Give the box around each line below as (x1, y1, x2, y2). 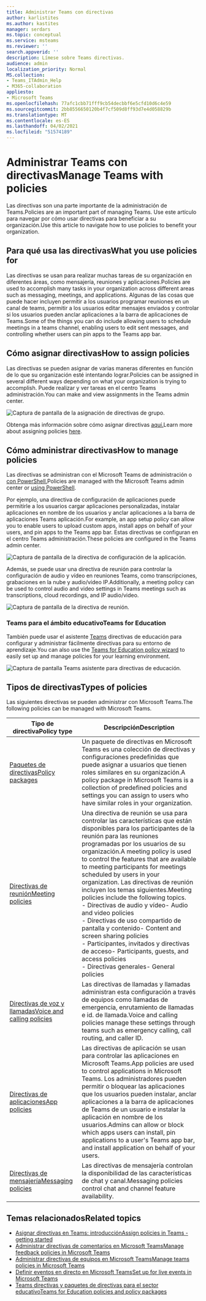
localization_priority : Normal (6, 66, 86, 72)
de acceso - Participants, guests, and (82, 947, 189, 956)
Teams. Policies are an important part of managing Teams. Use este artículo (6, 208, 197, 216)
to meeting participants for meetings (82, 862, 187, 871)
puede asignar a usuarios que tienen (82, 760, 187, 769)
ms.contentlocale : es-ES (6, 117, 70, 123)
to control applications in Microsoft (82, 1067, 182, 1076)
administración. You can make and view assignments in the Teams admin (6, 391, 189, 398)
